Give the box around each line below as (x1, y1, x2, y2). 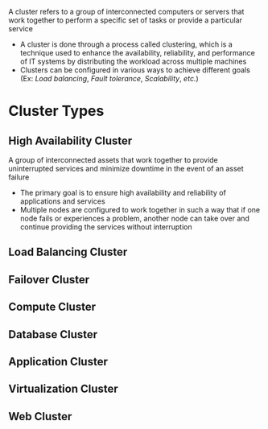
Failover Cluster (8, 273, 90, 287)
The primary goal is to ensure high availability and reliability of (19, 188, 227, 197)
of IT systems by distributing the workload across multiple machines (19, 56, 247, 66)
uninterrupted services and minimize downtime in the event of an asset (8, 164, 244, 173)
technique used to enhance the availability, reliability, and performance (19, 48, 255, 57)
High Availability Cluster (8, 134, 133, 147)
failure (8, 172, 30, 182)
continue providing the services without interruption (19, 222, 192, 232)
